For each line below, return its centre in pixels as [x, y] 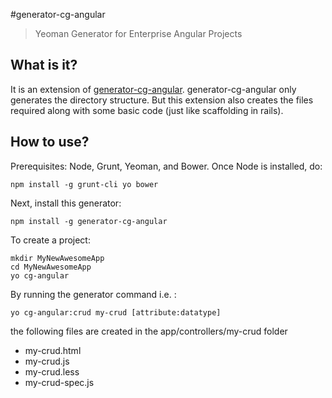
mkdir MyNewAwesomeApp [57, 258]
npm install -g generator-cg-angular [89, 221]
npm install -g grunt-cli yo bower [84, 184]
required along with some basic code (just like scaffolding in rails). [147, 110]
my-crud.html [53, 350]
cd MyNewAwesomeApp [51, 267]
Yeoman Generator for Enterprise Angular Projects [138, 33]
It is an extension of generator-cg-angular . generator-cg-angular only [153, 89]
